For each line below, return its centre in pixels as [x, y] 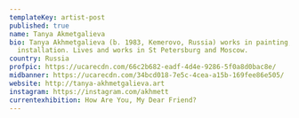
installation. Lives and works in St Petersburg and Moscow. [133, 51]
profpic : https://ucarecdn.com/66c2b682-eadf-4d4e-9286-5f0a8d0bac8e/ [143, 67]
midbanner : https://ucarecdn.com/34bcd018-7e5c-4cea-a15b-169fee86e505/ [147, 75]
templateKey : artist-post [57, 17]
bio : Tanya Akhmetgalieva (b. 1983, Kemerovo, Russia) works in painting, [151, 42]
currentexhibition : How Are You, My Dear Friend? [103, 100]
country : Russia [39, 59]
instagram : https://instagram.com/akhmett [89, 91]
